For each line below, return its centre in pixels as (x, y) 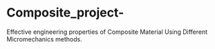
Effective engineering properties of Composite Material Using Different (107, 32)
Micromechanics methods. (44, 39)
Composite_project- (65, 13)
